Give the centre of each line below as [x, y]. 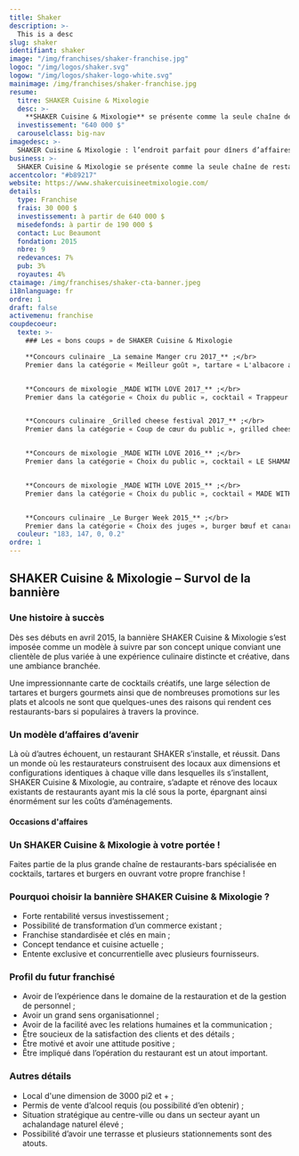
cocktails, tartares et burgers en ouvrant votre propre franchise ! [127, 873]
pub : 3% [32, 266]
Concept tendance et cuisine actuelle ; [93, 945]
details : [25, 192]
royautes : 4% [41, 275]
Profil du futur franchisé [62, 977]
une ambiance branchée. [55, 666]
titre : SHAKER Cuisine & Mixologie [83, 100]
